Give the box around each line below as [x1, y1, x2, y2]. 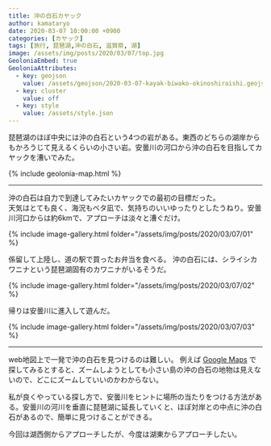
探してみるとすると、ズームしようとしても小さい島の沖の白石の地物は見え [8, 365, 255, 374]
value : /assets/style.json [23, 110, 114, 118]
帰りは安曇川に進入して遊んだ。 [8, 306, 115, 315]
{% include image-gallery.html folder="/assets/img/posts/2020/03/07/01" [8, 229, 254, 239]
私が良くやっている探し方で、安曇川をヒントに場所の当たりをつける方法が [8, 392, 256, 402]
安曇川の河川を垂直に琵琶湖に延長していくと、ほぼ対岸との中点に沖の [22, 402, 256, 411]
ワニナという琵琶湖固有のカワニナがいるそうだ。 [8, 265, 171, 274]
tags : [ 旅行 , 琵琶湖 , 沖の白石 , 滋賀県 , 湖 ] [8, 42, 141, 50]
